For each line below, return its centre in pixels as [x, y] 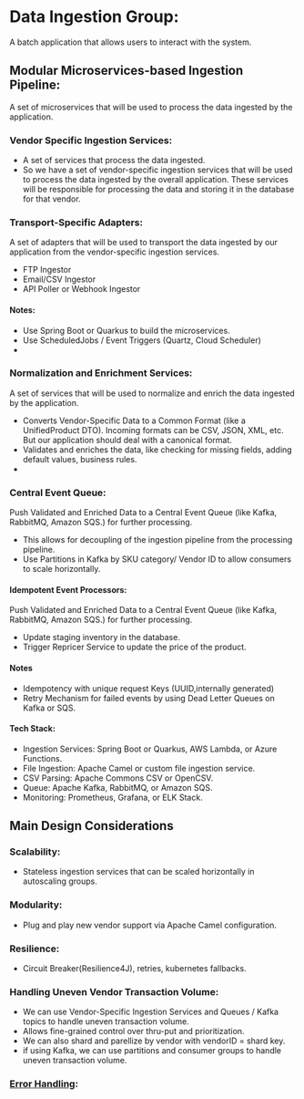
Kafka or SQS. [49, 708]
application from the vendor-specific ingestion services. [115, 252]
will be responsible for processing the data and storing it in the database [158, 190]
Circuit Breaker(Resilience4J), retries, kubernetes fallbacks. [135, 969]
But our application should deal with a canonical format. [127, 440]
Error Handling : [44, 1084]
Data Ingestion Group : [94, 17]
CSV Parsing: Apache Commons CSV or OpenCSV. [118, 778]
